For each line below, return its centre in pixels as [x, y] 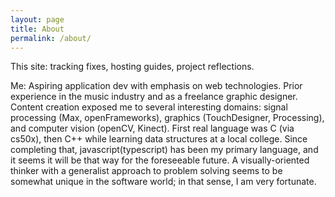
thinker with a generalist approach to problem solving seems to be [146, 171]
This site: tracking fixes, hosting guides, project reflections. [132, 67]
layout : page [37, 19]
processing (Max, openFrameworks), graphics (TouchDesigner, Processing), [167, 118]
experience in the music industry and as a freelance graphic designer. [154, 97]
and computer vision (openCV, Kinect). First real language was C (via [152, 128]
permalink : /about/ [51, 38]
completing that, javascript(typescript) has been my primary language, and [164, 150]
